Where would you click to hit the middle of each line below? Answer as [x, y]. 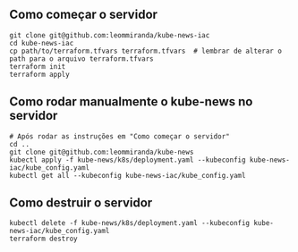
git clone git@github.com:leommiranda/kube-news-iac [110, 35]
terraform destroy [43, 239]
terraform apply [39, 74]
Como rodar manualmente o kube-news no [131, 102]
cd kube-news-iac [42, 43]
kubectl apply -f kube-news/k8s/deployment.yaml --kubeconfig [128, 160]
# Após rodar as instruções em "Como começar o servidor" [119, 136]
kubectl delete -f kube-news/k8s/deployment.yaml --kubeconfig [130, 223]
